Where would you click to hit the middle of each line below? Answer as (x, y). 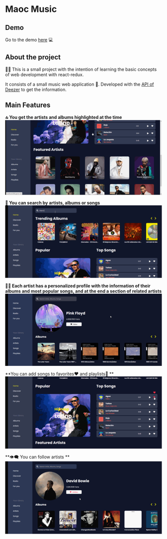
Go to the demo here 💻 (29, 40)
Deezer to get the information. (36, 89)
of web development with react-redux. (44, 74)
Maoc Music (31, 9)
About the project (33, 57)
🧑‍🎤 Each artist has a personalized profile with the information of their (78, 286)
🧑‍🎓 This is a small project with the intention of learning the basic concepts (81, 69)
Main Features (28, 105)
